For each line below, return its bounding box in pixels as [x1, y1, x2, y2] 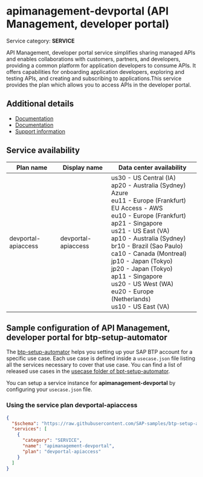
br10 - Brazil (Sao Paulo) [111, 241, 183, 250]
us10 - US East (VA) [111, 302, 170, 310]
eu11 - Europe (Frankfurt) [111, 196, 186, 204]
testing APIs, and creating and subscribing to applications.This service [6, 75, 182, 82]
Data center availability [118, 163, 187, 172]
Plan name [16, 163, 48, 172]
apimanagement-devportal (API [6, 4, 169, 18]
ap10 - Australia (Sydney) [111, 234, 186, 242]
